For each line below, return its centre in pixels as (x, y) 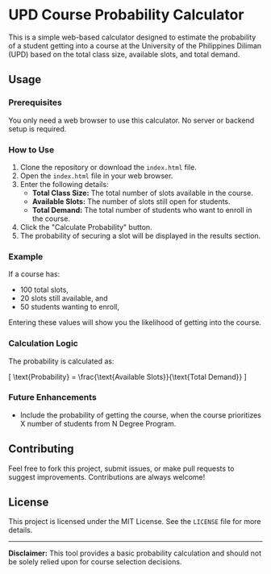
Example (26, 256)
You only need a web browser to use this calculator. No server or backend (131, 120)
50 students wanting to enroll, (69, 307)
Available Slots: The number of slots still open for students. (131, 201)
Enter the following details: (64, 184)
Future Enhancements (52, 397)
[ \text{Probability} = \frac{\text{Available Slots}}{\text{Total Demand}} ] (128, 376)
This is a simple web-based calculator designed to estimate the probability (132, 37)
